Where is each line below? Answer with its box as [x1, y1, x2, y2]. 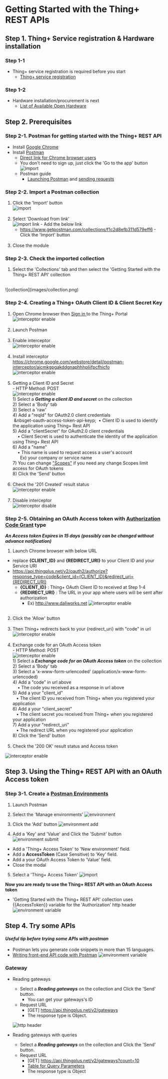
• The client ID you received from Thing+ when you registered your [16, 695, 155, 701]
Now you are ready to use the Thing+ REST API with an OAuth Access [5, 881, 152, 887]
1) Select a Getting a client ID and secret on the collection [12, 396, 132, 402]
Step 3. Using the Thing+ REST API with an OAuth [5, 767, 162, 776]
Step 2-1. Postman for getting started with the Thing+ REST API [5, 132, 162, 139]
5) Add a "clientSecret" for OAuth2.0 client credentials [12, 428, 124, 434]
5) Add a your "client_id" [12, 690, 63, 696]
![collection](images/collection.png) [5, 287, 79, 293]
